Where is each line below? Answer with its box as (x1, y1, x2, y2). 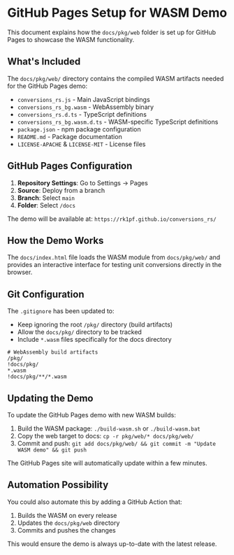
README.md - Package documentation (17, 132, 122, 140)
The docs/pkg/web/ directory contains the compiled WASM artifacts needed (7, 74, 224, 82)
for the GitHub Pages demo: (7, 82, 88, 90)
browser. (7, 268, 33, 277)
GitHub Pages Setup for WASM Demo (7, 5, 228, 21)
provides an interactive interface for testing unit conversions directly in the (7, 261, 222, 269)
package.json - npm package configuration (17, 124, 141, 134)
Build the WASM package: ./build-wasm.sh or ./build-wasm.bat (17, 424, 201, 433)
